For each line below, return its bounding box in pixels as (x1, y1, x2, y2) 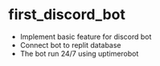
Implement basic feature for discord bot (19, 32, 152, 41)
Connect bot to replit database (19, 40, 122, 49)
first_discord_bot (8, 6, 126, 24)
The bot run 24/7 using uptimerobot (19, 49, 139, 58)
